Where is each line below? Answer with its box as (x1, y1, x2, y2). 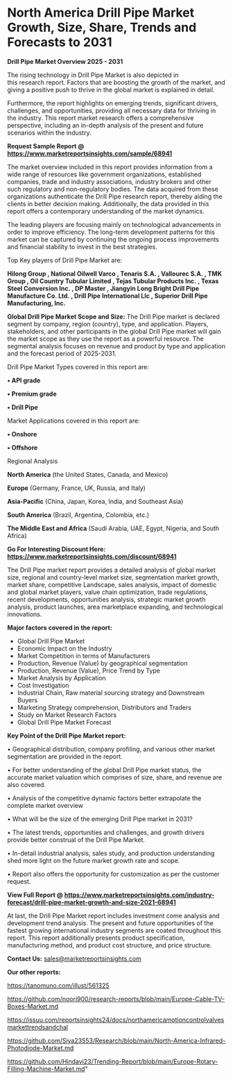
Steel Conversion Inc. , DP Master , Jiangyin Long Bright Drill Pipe (7, 284, 200, 292)
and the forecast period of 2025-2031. (7, 349, 116, 357)
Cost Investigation (17, 681, 69, 689)
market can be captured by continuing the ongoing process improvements (7, 235, 220, 244)
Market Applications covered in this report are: (7, 416, 140, 425)
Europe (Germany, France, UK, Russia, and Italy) (7, 484, 146, 492)
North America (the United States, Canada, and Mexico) (7, 470, 169, 478)
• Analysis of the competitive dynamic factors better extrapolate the (7, 793, 202, 802)
